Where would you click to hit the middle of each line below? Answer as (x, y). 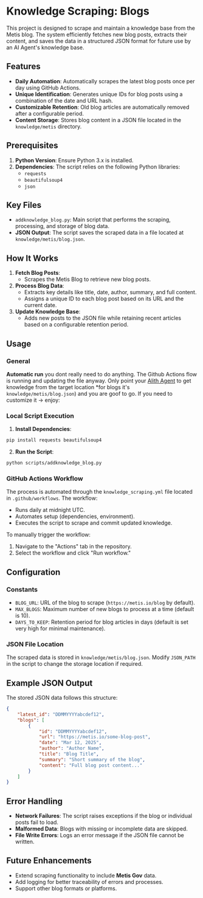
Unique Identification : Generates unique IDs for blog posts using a (99, 94)
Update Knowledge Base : (48, 312)
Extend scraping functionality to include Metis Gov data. (86, 875)
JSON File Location (35, 644)
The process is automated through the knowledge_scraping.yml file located (100, 492)
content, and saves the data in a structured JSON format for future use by (99, 41)
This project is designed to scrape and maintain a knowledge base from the (101, 28)
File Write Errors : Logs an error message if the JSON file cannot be (99, 835)
